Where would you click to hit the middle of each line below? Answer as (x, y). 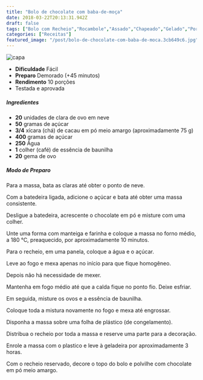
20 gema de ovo (35, 156)
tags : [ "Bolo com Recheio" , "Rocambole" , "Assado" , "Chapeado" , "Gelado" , (97, 29)
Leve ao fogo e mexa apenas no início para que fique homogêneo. (89, 263)
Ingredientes (23, 102)
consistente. (22, 203)
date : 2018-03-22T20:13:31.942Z (47, 18)
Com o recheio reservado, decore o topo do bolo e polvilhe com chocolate (99, 364)
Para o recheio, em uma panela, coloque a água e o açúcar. (80, 252)
